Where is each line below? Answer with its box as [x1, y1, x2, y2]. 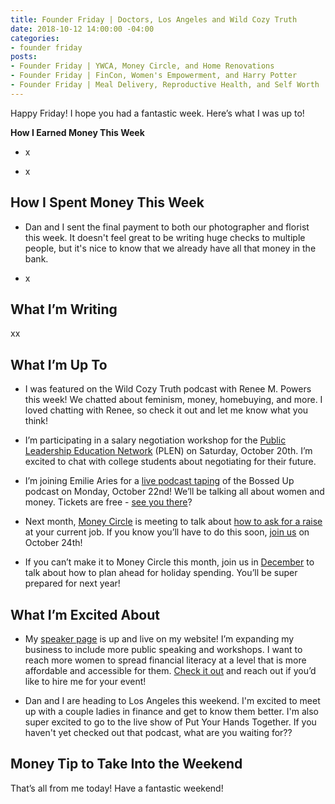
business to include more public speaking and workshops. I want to [24, 644, 303, 655]
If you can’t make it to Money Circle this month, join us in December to [24, 556, 315, 568]
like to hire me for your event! [24, 676, 147, 687]
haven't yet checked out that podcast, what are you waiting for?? [24, 727, 293, 738]
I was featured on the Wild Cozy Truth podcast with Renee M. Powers [24, 383, 312, 395]
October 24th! [24, 537, 83, 549]
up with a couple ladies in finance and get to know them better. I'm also [24, 706, 320, 717]
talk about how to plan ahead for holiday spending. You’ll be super [24, 567, 298, 579]
